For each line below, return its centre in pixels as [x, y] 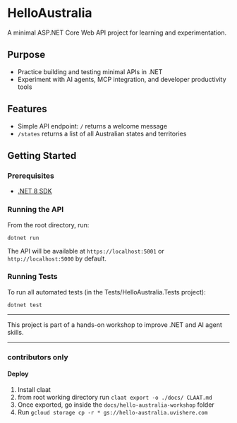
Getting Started [42, 156]
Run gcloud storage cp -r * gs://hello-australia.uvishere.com [113, 412]
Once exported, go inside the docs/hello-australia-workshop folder [116, 405]
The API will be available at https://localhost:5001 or [86, 251]
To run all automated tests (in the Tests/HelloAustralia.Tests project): [107, 292]
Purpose [26, 55]
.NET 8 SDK [35, 191]
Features [27, 109]
